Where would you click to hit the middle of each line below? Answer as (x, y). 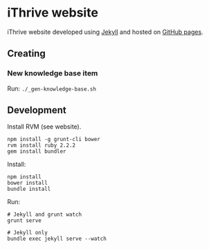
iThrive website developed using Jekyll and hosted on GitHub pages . (105, 32)
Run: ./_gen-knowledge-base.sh (52, 89)
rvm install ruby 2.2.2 (42, 146)
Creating (27, 54)
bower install (28, 183)
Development (37, 110)
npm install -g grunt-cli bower (54, 140)
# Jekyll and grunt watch (44, 215)
